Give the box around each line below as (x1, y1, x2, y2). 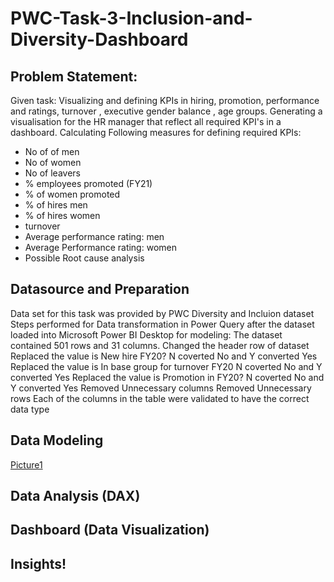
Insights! (10, 555, 67, 572)
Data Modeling (10, 432, 104, 449)
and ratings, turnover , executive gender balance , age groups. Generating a (10, 105, 323, 117)
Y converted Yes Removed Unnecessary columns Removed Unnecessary (10, 382, 312, 394)
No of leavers (24, 167, 81, 179)
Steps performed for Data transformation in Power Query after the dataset (10, 318, 315, 330)
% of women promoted (24, 188, 121, 200)
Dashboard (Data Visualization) (10, 522, 210, 539)
